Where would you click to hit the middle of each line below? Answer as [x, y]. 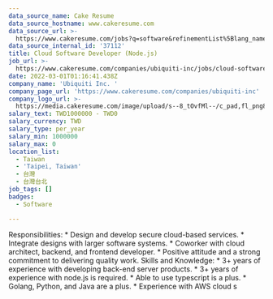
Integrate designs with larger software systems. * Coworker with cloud [127, 243]
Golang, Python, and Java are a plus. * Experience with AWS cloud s [123, 286]
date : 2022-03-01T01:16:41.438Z [63, 76]
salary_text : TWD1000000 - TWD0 [63, 114]
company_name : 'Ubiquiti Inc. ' [63, 83]
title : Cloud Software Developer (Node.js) [83, 53]
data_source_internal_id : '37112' [67, 46]
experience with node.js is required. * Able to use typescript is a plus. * [128, 277]
